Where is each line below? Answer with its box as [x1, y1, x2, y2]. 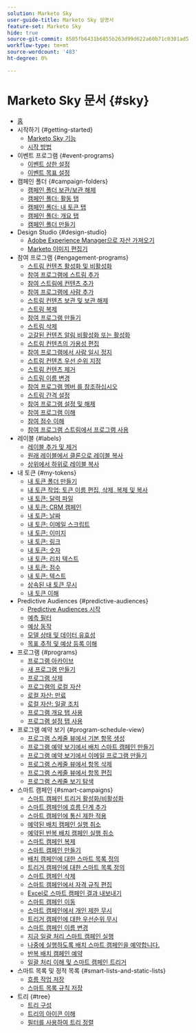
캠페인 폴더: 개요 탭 [27, 211, 79, 220]
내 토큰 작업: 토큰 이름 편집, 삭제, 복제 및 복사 [27, 486, 148, 494]
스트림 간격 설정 [27, 390, 70, 399]
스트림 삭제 [27, 322, 57, 331]
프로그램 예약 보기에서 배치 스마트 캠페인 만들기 [27, 742, 155, 751]
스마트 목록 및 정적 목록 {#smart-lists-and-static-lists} [17, 966, 166, 974]
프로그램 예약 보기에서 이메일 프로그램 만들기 [27, 751, 147, 760]
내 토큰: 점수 [27, 563, 61, 572]
